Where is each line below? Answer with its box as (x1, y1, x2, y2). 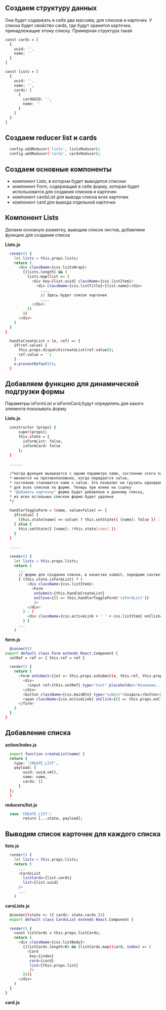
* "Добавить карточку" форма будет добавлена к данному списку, (9, 489, 145, 494)
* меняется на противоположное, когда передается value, (9, 476, 129, 481)
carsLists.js (5, 903, 30, 908)
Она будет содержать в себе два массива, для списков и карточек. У (5, 17, 152, 23)
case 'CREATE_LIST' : (9, 811, 52, 816)
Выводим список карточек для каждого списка (5, 830, 161, 838)
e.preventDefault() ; (14, 361, 56, 366)
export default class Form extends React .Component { (5, 651, 119, 656)
